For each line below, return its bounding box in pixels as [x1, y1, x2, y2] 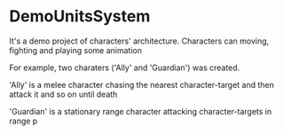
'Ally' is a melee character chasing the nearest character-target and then [9, 79, 275, 90]
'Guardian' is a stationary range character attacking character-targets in [9, 106, 272, 116]
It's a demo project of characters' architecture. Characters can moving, [9, 36, 270, 46]
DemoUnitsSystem [9, 6, 151, 27]
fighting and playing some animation [9, 44, 142, 55]
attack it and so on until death [9, 89, 118, 99]
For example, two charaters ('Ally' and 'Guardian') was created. [9, 62, 240, 73]
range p [9, 115, 38, 126]
